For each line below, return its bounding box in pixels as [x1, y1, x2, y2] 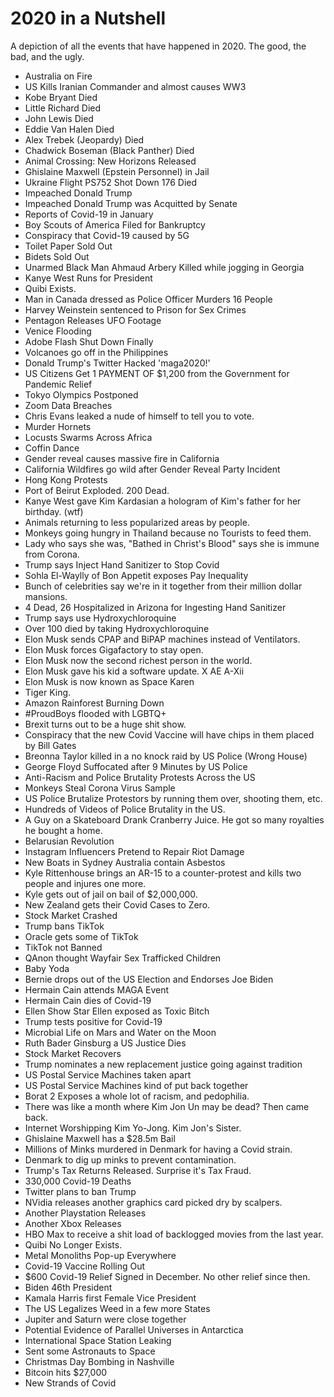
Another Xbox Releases [24, 1217, 122, 1229]
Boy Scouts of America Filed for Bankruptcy [24, 218, 206, 231]
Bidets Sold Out [24, 250, 90, 262]
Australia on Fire [24, 70, 93, 82]
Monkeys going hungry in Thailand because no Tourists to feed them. [24, 527, 312, 539]
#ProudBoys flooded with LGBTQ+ [24, 707, 167, 719]
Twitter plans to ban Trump [24, 1185, 137, 1197]
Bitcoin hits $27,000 [24, 1366, 108, 1378]
